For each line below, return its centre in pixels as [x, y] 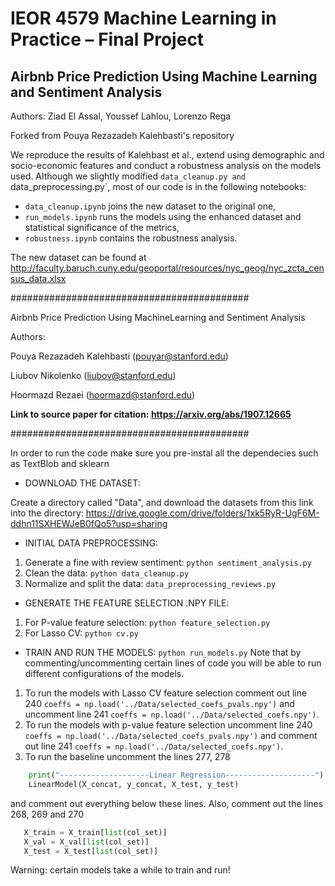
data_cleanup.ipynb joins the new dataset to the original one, [150, 206]
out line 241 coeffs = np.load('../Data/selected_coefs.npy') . [154, 746]
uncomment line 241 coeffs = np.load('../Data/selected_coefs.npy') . [172, 714]
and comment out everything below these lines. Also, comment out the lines [167, 803]
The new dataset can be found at [78, 257]
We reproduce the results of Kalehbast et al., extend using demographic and [167, 155]
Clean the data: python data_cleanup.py [107, 573]
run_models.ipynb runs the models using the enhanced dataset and [163, 216]
